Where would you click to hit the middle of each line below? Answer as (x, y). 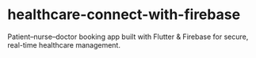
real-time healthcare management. (64, 44)
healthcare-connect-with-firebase (124, 15)
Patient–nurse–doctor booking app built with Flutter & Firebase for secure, (128, 37)
